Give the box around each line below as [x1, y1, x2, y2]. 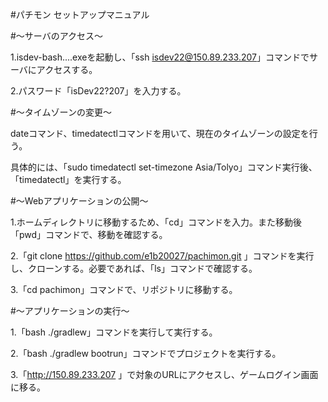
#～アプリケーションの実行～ [10, 305, 130, 317]
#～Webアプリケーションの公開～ [10, 195, 149, 207]
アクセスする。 [36, 64, 98, 75]
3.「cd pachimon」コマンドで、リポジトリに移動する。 [10, 284, 238, 295]
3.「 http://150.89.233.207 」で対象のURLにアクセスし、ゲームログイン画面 [10, 369, 319, 380]
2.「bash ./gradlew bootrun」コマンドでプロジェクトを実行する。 [10, 348, 282, 359]
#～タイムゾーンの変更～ [10, 106, 112, 118]
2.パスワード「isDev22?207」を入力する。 [10, 85, 187, 97]
